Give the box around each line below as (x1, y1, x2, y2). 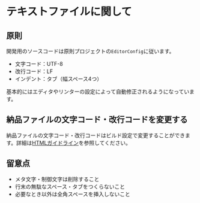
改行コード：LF (14, 68, 53, 75)
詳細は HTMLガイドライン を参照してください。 (16, 139, 131, 146)
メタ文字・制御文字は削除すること (14, 175, 100, 183)
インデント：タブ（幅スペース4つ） (14, 75, 103, 82)
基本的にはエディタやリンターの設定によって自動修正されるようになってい (6, 88, 190, 95)
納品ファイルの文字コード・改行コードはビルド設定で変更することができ (6, 132, 185, 139)
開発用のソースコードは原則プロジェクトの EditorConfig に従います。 (6, 48, 175, 54)
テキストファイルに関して (6, 5, 132, 19)
